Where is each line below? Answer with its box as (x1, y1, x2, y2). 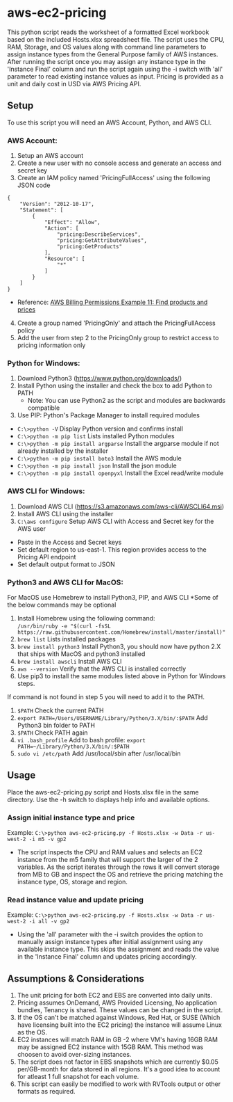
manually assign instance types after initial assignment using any (17, 938, 203, 946)
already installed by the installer (17, 447, 109, 455)
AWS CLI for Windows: (7, 486, 85, 496)
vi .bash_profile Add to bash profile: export (17, 735, 146, 744)
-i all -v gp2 (28, 918, 70, 925)
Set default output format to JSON (17, 560, 116, 568)
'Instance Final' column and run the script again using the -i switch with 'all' (7, 65, 223, 73)
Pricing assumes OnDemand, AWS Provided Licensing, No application (17, 998, 217, 1007)
